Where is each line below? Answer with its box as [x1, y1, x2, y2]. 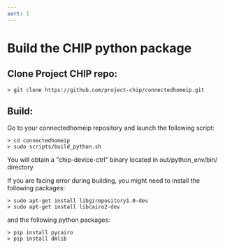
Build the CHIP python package [7, 40, 192, 56]
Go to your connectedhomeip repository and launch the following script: [7, 123, 215, 133]
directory [7, 163, 34, 172]
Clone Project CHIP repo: [7, 68, 117, 80]
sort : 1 [7, 10, 30, 17]
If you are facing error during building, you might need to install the [7, 176, 201, 185]
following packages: [7, 184, 66, 193]
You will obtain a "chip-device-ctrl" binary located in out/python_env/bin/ [7, 156, 218, 164]
